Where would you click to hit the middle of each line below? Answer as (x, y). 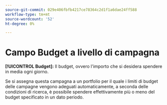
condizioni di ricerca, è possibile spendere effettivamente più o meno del (80, 92)
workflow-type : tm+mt (28, 14)
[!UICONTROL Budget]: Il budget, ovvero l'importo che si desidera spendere (84, 66)
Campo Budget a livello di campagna (82, 52)
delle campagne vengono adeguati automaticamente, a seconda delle (77, 87)
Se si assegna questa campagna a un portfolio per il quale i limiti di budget (82, 81)
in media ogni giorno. (27, 72)
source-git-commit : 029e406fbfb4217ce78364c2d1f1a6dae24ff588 (71, 10)
